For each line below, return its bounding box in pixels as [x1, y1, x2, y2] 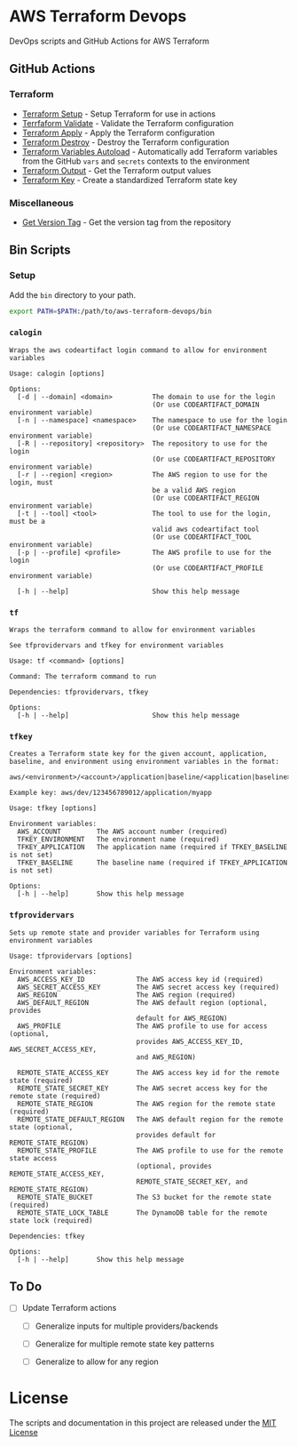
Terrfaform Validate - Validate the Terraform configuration [21, 117, 234, 128]
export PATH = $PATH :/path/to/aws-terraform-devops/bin [9, 307, 213, 316]
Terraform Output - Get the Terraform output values [21, 165, 211, 175]
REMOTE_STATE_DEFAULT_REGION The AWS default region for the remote [17, 1114, 284, 1124]
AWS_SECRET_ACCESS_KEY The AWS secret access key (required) [17, 983, 279, 992]
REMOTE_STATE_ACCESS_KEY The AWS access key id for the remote [17, 1068, 279, 1077]
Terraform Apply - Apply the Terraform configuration [21, 127, 216, 138]
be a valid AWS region [152, 486, 237, 494]
